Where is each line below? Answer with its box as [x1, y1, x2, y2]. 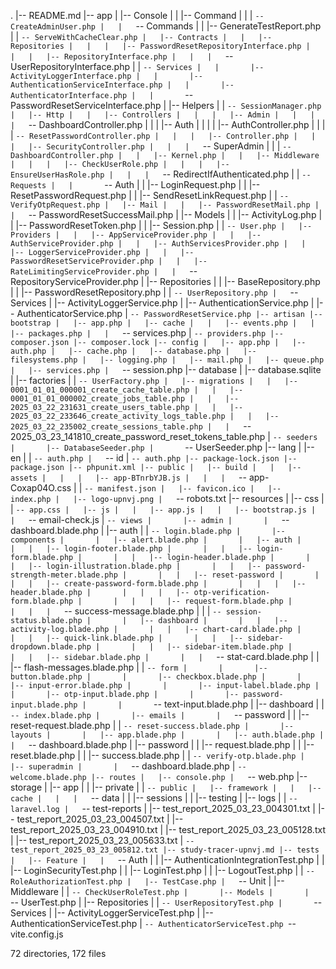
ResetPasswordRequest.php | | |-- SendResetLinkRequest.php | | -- [10, 190, 290, 201]
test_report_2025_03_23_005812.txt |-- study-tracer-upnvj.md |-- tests [10, 845, 320, 855]
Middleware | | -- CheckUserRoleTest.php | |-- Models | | [10, 886, 310, 897]
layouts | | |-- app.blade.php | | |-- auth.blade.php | [10, 730, 325, 740]
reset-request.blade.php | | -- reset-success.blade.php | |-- [10, 720, 294, 731]
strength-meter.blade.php [10, 570, 118, 580]
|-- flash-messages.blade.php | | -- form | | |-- [10, 661, 268, 673]
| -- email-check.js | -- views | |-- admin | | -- [10, 514, 290, 525]
